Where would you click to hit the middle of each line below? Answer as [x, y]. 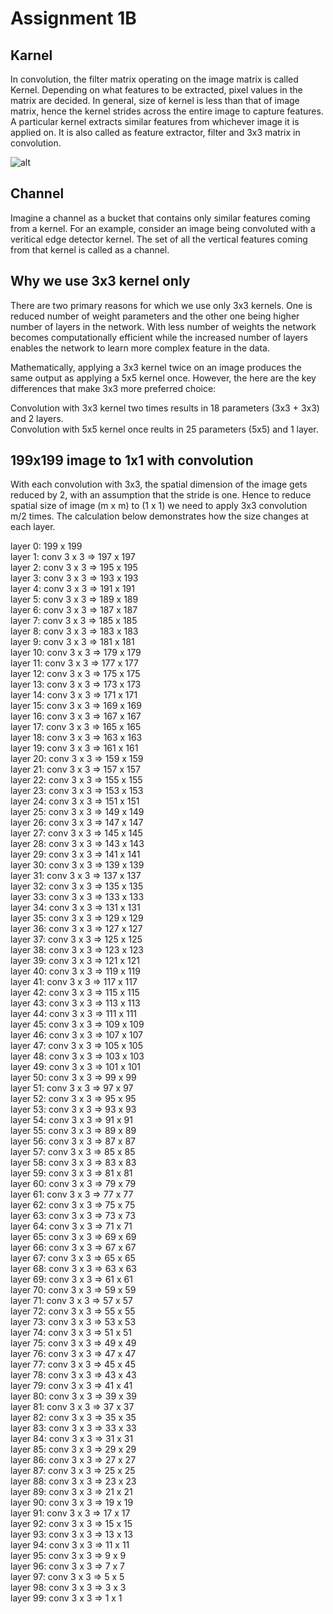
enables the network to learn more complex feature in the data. [140, 348]
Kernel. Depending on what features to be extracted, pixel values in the [156, 90]
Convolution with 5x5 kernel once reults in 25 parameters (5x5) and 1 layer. [164, 429]
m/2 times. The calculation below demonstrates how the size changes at [159, 516]
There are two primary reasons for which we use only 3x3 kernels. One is [161, 305]
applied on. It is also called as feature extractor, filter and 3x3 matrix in [155, 132]
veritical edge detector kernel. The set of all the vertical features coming [159, 239]
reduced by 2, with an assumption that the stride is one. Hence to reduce [161, 495]
